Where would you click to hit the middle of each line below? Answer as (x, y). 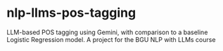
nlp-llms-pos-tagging (71, 13)
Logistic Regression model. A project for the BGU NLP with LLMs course (111, 39)
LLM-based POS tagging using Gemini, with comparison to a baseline (107, 32)
